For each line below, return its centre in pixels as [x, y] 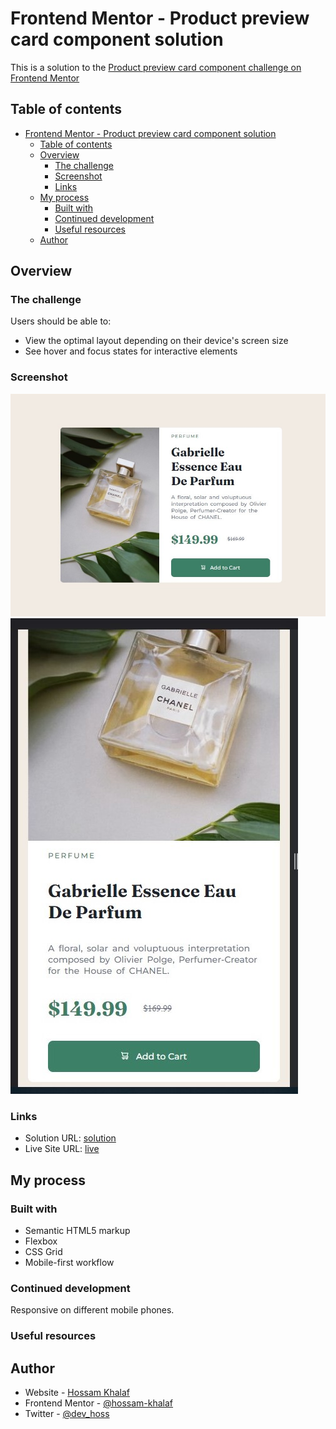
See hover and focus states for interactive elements [131, 351]
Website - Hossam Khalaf [77, 1393]
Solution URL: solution [70, 1138]
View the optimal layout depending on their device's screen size [156, 341]
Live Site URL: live [62, 1149]
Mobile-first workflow [69, 1262]
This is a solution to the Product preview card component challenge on [156, 67]
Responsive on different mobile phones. [92, 1310]
